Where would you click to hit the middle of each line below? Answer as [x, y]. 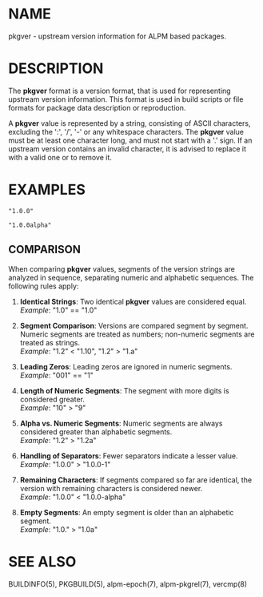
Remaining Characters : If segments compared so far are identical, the [136, 480]
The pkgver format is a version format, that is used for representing [120, 91]
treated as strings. [50, 342]
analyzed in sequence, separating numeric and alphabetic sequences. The [131, 277]
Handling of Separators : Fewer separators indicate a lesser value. [129, 456]
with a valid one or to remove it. [60, 157]
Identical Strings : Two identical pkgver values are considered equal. [133, 301]
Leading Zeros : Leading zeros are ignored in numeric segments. [126, 366]
